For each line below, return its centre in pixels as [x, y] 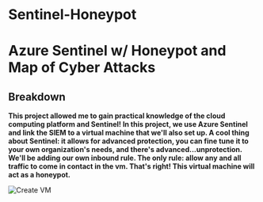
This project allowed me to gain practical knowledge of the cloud [117, 116]
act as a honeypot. [40, 175]
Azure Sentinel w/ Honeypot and [117, 51]
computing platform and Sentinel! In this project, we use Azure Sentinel [128, 124]
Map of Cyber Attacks [82, 68]
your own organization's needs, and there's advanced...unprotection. [126, 150]
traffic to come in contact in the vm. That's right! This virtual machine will [131, 166]
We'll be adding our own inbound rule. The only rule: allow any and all [125, 158]
